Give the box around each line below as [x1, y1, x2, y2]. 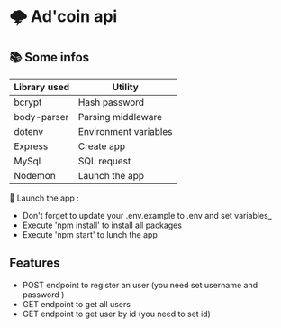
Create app [77, 140, 126, 153]
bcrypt [14, 96, 42, 108]
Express [14, 140, 49, 153]
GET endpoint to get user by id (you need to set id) [22, 308, 212, 319]
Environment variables [77, 126, 173, 137]
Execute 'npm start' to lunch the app [22, 230, 158, 239]
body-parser [14, 111, 69, 123]
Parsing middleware [77, 111, 162, 123]
